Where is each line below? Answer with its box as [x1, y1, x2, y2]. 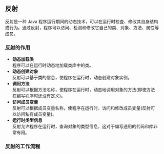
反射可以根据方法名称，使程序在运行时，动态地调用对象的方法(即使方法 [12, 87, 155, 93]
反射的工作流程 [5, 143, 41, 150]
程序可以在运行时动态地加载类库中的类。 [12, 63, 94, 68]
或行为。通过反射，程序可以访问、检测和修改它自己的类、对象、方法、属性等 [5, 24, 159, 30]
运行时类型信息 [12, 117, 42, 123]
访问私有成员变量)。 [16, 111, 57, 117]
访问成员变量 [12, 99, 38, 105]
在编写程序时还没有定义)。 [12, 93, 65, 99]
